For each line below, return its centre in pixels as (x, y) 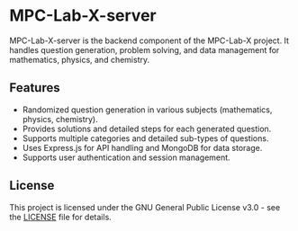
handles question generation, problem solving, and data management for (144, 49)
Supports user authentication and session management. (126, 157)
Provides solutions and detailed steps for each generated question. (147, 129)
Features (35, 88)
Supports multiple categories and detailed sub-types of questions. (145, 138)
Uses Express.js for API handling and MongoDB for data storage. (142, 147)
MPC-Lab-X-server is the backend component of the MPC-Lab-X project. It (149, 40)
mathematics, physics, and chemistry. (80, 59)
